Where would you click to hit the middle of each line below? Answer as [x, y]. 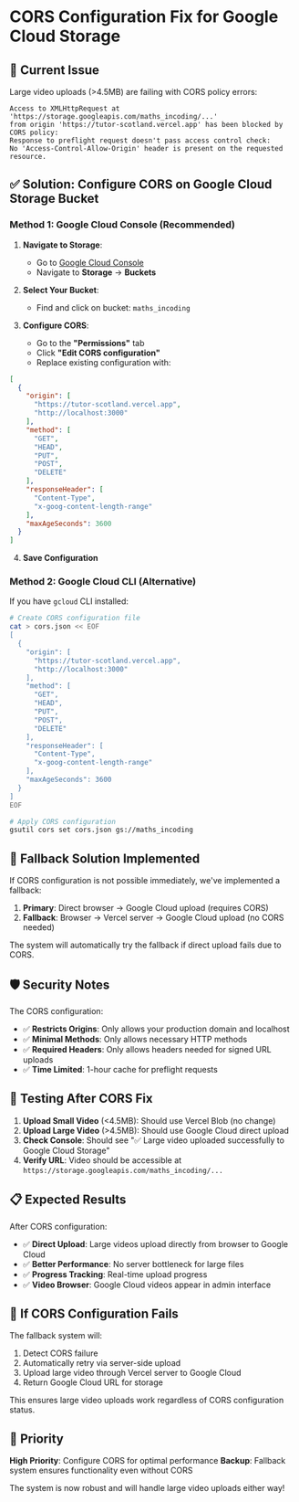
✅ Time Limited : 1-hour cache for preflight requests [120, 1069]
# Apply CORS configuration [63, 821]
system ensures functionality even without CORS [101, 1470]
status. [22, 1410]
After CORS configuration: [58, 1226]
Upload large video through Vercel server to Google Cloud [132, 1373]
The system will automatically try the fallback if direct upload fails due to [145, 945]
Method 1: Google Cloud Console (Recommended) [122, 225]
